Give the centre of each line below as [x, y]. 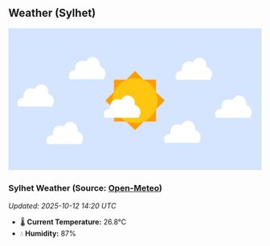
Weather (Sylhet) [52, 13]
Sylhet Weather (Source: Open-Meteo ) [86, 188]
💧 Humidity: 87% [48, 233]
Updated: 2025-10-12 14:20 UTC [62, 206]
